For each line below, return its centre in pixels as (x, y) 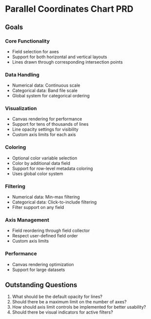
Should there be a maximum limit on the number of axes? (69, 302)
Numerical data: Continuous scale (46, 85)
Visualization (21, 109)
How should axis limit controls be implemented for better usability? (79, 307)
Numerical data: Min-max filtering (46, 197)
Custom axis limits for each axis (44, 135)
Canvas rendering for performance (47, 119)
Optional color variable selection (45, 158)
